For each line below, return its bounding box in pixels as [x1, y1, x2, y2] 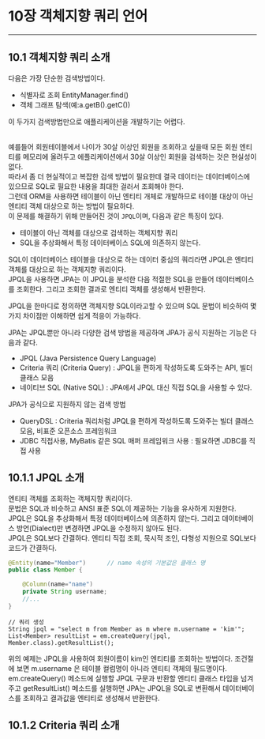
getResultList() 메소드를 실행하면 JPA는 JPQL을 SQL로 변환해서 [22, 683, 221, 692]
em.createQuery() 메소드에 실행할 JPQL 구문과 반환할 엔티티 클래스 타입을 [8, 673, 239, 683]
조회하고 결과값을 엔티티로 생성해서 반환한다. [22, 693, 160, 703]
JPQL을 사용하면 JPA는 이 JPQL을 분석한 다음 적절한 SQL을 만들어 [8, 274, 215, 284]
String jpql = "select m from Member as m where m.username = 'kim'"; [8, 625, 245, 633]
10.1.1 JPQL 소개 [8, 471, 84, 484]
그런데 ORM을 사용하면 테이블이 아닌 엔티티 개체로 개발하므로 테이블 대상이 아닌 [8, 191, 254, 201]
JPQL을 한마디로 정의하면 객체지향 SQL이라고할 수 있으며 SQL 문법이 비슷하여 [8, 301, 248, 311]
